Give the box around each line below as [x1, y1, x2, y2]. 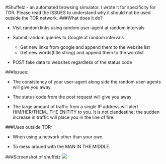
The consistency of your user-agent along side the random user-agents [12, 79, 161, 85]
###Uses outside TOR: [5, 124, 52, 130]
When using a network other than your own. [12, 134, 104, 140]
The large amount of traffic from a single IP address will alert [12, 104, 138, 110]
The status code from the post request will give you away [12, 94, 132, 100]
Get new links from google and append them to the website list [20, 44, 150, 50]
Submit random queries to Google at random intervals [12, 35, 124, 40]
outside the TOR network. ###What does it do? [5, 15, 103, 21]
